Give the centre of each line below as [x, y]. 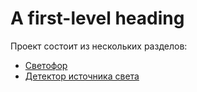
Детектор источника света [82, 76]
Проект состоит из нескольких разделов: [99, 46]
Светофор [46, 65]
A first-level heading [97, 18]
